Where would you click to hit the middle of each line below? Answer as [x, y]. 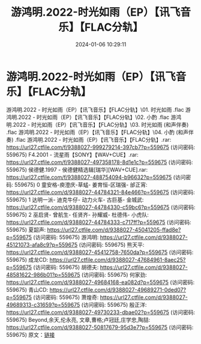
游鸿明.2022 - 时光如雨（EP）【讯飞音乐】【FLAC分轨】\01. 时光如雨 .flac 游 [98, 109]
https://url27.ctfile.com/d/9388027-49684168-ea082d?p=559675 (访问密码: [100, 282]
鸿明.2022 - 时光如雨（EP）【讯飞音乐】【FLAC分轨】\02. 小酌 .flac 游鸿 [94, 117]
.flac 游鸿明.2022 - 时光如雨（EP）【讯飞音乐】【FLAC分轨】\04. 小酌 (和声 [97, 132]
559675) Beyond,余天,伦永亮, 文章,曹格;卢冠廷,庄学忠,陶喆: [78, 319]
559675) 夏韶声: [26, 229]
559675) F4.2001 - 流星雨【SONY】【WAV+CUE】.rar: [73, 154]
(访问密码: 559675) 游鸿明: [66, 237]
